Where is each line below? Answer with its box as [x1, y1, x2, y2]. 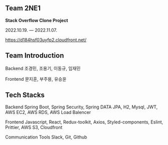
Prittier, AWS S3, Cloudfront [5, 124, 63, 130]
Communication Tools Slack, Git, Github [5, 134, 87, 140]
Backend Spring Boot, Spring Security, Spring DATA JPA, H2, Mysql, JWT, [5, 104, 158, 110]
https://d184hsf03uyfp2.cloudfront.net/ [5, 37, 87, 43]
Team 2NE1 [5, 4, 41, 13]
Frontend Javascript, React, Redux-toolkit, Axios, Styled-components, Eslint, [5, 119, 163, 125]
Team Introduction [5, 51, 64, 60]
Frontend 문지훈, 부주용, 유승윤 [5, 76, 67, 82]
